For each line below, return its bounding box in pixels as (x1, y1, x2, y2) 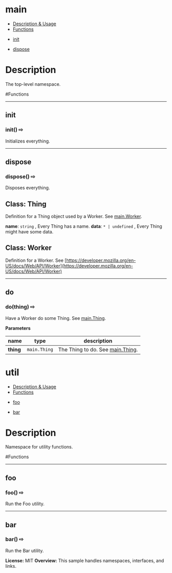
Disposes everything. (5, 185, 50, 191)
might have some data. (5, 229, 54, 235)
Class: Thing (5, 200, 47, 208)
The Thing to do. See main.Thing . (58, 346, 138, 353)
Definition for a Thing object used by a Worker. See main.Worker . (5, 213, 142, 220)
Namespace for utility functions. (5, 444, 73, 450)
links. (5, 563, 17, 569)
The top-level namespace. (5, 81, 61, 87)
